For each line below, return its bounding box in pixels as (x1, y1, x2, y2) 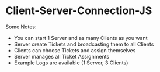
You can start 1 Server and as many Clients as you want (13, 34, 148, 41)
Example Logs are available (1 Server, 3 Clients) (13, 59, 128, 66)
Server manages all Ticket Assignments (13, 53, 109, 60)
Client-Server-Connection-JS (5, 4, 152, 17)
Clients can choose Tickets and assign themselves (13, 46, 136, 53)
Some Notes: (5, 23, 37, 30)
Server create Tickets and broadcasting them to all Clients (13, 41, 154, 48)
